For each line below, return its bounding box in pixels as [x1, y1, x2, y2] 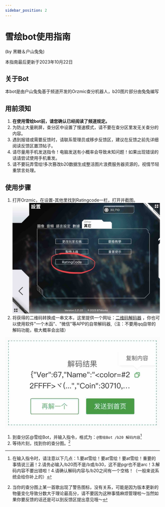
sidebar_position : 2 [5, 8, 48, 13]
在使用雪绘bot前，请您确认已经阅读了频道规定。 [12, 118, 110, 124]
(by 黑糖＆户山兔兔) [5, 48, 45, 54]
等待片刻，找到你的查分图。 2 [12, 440, 71, 447]
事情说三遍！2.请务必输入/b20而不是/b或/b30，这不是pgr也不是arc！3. [12, 462, 156, 468]
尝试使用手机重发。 [21, 155, 60, 161]
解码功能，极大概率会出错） [12, 327, 69, 333]
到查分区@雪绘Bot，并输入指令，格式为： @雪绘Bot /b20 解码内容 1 [12, 433, 142, 440]
